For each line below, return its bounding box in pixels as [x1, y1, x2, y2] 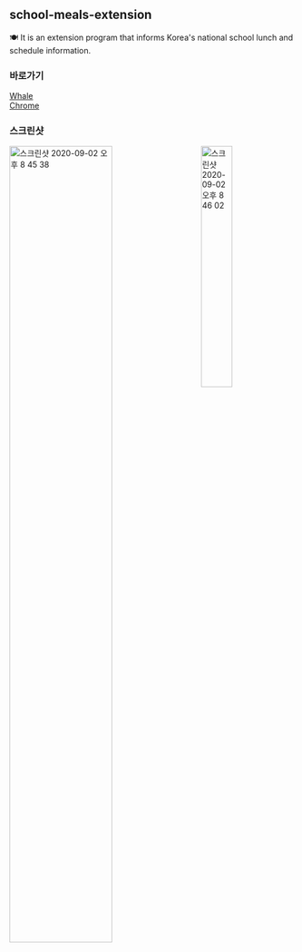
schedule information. [9, 44, 92, 55]
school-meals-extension [9, 7, 152, 23]
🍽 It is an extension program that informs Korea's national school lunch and [9, 32, 294, 43]
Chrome [9, 100, 40, 112]
